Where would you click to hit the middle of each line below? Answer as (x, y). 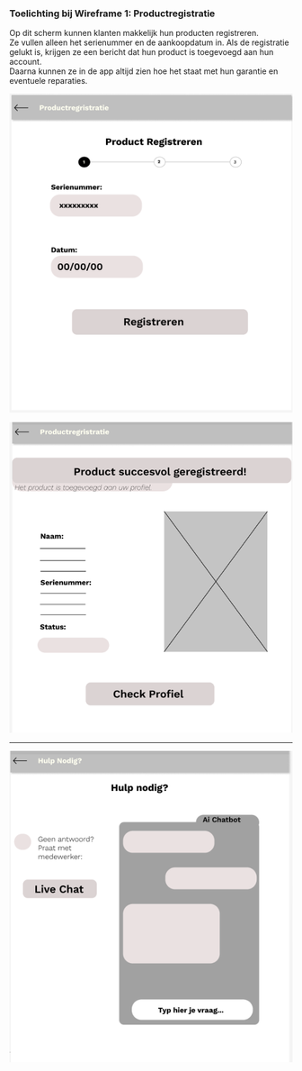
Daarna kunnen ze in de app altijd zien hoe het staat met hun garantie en (144, 71)
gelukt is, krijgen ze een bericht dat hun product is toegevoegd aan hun (142, 52)
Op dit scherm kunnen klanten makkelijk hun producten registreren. (134, 33)
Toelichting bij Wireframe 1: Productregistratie (112, 14)
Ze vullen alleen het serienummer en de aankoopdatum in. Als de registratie (149, 42)
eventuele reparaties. (49, 81)
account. (26, 62)
